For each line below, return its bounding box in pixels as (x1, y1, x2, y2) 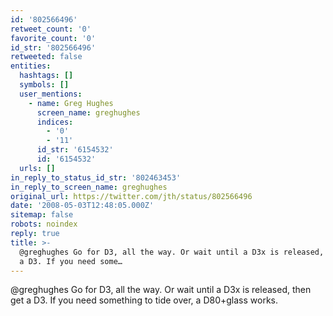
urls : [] (19, 163, 56, 173)
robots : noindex (10, 219, 78, 230)
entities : (10, 61, 52, 71)
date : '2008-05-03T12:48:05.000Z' (10, 201, 155, 211)
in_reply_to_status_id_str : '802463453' (10, 172, 182, 183)
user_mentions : (19, 89, 83, 99)
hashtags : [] (19, 71, 74, 81)
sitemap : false (10, 210, 74, 220)
